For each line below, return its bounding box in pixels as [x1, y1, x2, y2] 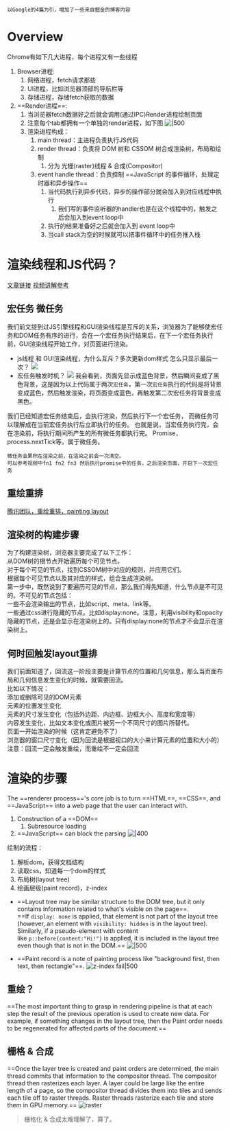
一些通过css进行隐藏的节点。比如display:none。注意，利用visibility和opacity [7, 608, 223, 616]
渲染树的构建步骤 [7, 529, 79, 540]
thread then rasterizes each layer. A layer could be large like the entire [7, 1079, 205, 1087]
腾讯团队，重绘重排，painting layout [7, 507, 109, 515]
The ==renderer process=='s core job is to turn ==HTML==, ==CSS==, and [7, 794, 221, 803]
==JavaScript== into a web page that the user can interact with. [7, 802, 188, 810]
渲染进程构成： [27, 127, 70, 135]
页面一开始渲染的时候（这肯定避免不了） [7, 727, 121, 736]
